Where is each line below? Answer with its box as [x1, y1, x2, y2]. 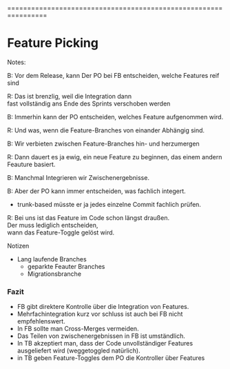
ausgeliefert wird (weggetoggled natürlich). [17, 346, 140, 355]
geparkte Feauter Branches [27, 262, 105, 270]
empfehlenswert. [17, 317, 65, 326]
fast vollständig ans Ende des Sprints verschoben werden [7, 99, 171, 108]
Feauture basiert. [7, 160, 56, 168]
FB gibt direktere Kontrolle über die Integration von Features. [17, 303, 189, 311]
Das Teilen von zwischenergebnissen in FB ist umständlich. [17, 332, 186, 340]
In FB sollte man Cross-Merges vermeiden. [17, 325, 139, 333]
